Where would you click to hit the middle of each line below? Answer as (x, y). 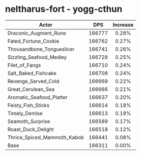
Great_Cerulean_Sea (31, 89)
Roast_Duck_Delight (31, 129)
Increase (123, 25)
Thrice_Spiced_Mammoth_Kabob (46, 137)
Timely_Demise (25, 113)
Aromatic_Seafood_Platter (38, 97)
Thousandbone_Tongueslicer (41, 49)
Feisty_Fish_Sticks (28, 105)
